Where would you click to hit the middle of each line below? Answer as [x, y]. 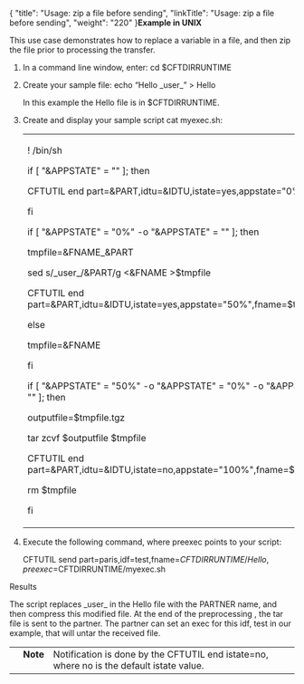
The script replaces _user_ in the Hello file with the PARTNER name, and [143, 604]
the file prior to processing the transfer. [82, 50]
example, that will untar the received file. [85, 633]
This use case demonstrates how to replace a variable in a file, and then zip [150, 40]
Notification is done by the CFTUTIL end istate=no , [161, 654]
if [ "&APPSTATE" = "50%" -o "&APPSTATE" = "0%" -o [145, 386]
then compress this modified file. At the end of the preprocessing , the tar [146, 614]
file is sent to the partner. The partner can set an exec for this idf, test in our [150, 623]
